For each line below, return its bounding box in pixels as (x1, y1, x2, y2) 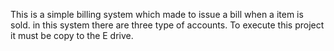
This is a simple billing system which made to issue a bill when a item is (10, 9, 304, 20)
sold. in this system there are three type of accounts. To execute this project (10, 19, 325, 31)
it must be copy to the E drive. (10, 30, 134, 41)
